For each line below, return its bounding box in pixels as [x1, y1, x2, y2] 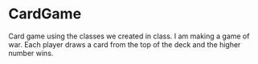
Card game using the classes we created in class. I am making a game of [8, 31, 250, 41]
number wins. [8, 48, 54, 58]
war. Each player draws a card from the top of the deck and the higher [8, 39, 241, 49]
